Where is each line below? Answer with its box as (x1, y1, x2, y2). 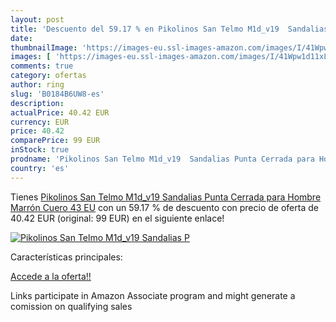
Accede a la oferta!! (10, 270, 92, 282)
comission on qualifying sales (10, 300, 133, 312)
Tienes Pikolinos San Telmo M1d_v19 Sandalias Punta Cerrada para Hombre (10, 191, 322, 203)
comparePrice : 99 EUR (10, 136, 101, 146)
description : (10, 98, 65, 108)
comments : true (10, 61, 74, 71)
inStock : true (10, 145, 70, 155)
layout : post (10, 14, 65, 25)
